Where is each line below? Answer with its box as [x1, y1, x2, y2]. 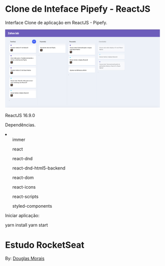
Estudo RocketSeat [5, 239, 84, 250]
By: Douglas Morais [5, 256, 45, 262]
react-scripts [12, 193, 39, 199]
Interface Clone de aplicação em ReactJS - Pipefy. [5, 20, 108, 25]
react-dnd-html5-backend [12, 165, 65, 171]
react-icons [12, 184, 36, 190]
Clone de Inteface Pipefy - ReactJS [5, 3, 151, 15]
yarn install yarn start [5, 222, 48, 228]
